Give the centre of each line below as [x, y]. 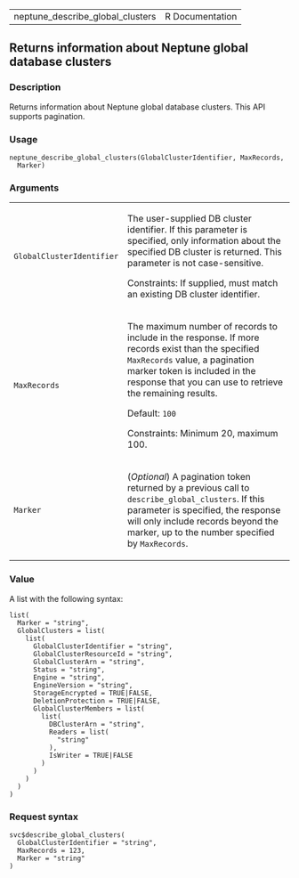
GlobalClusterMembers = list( [89, 708]
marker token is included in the [192, 371]
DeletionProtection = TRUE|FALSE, [97, 701]
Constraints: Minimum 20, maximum [203, 434]
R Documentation [201, 16]
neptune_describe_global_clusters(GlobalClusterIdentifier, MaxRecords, [147, 158]
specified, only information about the [205, 241]
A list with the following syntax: [66, 598]
